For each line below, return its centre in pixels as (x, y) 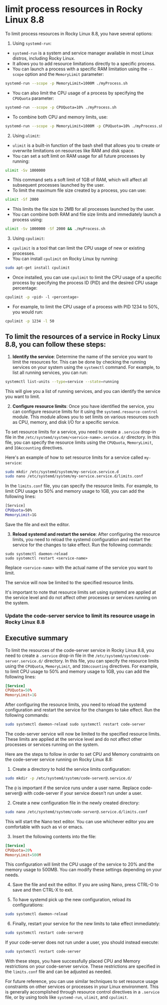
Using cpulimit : (29, 239)
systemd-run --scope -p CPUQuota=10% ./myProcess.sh (61, 107)
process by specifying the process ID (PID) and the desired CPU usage (85, 283)
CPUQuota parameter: (33, 98)
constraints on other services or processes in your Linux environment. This (82, 987)
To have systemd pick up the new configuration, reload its (72, 900)
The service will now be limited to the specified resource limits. (70, 582)
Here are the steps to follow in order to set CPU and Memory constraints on (83, 754)
